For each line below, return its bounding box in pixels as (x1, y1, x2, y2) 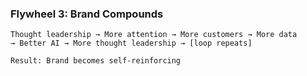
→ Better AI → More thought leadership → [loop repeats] (10, 38, 253, 49)
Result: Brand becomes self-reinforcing (10, 56, 182, 66)
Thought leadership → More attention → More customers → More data (10, 30, 298, 40)
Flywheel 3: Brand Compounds (10, 7, 164, 21)
